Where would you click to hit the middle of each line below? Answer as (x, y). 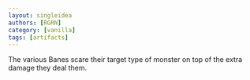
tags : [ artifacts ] (38, 37)
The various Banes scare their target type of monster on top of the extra (125, 60)
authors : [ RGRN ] (35, 23)
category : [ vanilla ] (42, 30)
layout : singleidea (40, 15)
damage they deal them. (48, 68)
